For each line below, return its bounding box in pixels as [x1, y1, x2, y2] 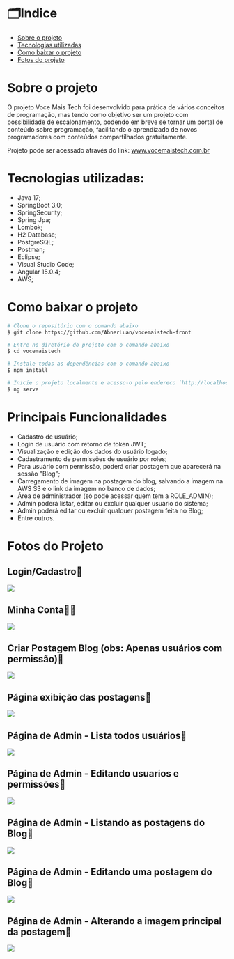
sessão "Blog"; [17, 469, 61, 478]
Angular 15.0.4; [17, 267, 61, 276]
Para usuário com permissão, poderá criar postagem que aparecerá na [17, 462, 221, 470]
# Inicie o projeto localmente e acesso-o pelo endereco [7, 380, 176, 387]
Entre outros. [17, 513, 55, 522]
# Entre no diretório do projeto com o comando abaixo [7, 341, 170, 348]
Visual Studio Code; [17, 260, 75, 268]
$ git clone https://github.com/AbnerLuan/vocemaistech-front [7, 329, 192, 336]
